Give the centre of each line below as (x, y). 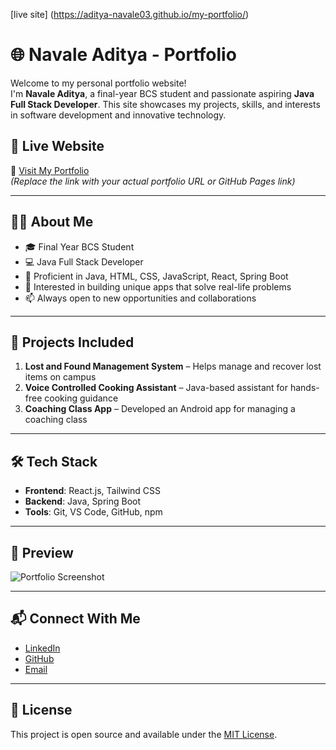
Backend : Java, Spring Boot (83, 501)
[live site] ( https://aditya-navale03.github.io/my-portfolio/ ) (130, 14)
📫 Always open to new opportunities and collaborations (140, 298)
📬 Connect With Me (75, 619)
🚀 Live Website (57, 146)
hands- (304, 388)
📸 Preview (42, 552)
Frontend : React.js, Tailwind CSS (93, 491)
